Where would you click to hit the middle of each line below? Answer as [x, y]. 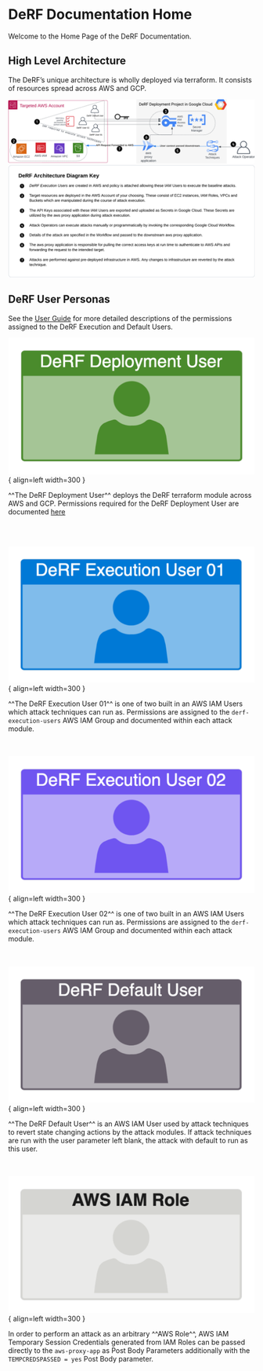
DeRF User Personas [59, 300]
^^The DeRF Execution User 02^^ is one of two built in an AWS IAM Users [126, 913]
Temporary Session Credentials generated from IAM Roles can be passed [126, 1342]
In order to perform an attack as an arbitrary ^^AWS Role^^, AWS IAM [119, 1333]
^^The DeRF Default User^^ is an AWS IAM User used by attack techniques [128, 1124]
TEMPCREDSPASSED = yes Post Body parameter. [81, 1358]
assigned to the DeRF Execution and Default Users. [91, 327]
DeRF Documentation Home [100, 15]
